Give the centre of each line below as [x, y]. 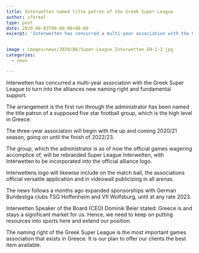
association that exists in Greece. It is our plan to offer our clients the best [96, 238]
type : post [20, 23]
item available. [24, 245]
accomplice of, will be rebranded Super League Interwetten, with [85, 155]
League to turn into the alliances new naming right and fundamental [89, 89]
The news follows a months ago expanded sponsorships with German [91, 190]
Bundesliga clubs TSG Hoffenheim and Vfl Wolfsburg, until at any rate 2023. [99, 197]
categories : [21, 55]
